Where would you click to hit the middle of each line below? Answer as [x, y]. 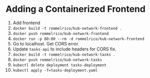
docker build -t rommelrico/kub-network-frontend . [67, 28]
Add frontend [26, 23]
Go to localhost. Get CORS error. [46, 43]
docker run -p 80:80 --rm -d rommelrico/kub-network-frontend [78, 39]
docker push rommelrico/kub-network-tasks [57, 60]
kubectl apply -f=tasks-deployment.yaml [55, 70]
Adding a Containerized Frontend [75, 9]
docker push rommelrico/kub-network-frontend [61, 34]
